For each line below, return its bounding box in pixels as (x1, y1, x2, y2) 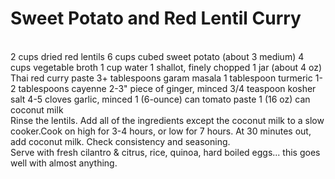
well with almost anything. (10, 157, 118, 169)
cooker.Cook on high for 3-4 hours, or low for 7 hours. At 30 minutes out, (10, 125, 312, 137)
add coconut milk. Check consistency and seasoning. (10, 135, 231, 147)
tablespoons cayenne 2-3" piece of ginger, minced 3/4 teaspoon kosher (18, 82, 317, 94)
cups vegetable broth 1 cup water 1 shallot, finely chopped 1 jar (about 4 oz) (10, 61, 323, 73)
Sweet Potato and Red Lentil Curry (10, 7, 302, 30)
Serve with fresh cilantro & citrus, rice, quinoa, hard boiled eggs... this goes (10, 146, 321, 158)
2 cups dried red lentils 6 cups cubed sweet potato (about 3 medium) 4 (10, 50, 305, 62)
